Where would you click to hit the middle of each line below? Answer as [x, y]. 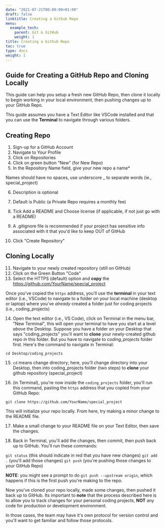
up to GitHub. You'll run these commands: [55, 445]
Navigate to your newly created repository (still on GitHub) [72, 268]
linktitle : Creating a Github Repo [42, 19]
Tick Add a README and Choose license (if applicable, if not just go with [86, 211]
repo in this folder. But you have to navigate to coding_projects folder [82, 339]
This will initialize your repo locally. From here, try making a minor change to [82, 411]
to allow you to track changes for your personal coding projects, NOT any [80, 500]
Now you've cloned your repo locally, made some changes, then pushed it [81, 490]
